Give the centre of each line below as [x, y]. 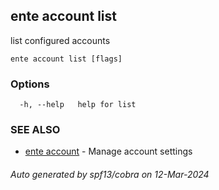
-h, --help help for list [78, 105]
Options [30, 84]
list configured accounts [60, 40]
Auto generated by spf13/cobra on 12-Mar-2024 [110, 174]
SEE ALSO [35, 130]
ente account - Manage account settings [108, 151]
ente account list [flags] [66, 59]
